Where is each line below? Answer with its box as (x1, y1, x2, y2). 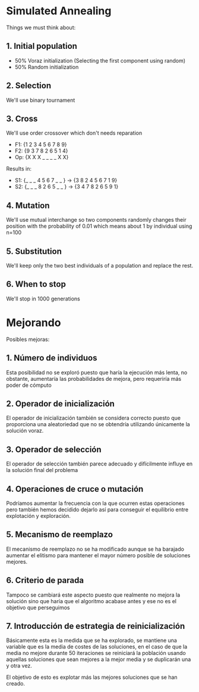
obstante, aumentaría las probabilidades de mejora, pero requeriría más (6, 375, 182, 382)
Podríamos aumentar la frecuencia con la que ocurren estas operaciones (6, 499, 185, 507)
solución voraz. (6, 427, 44, 435)
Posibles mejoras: (6, 336, 50, 343)
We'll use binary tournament (6, 97, 75, 104)
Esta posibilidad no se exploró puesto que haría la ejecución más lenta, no (6, 368, 188, 376)
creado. (6, 680, 26, 687)
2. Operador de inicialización (6, 398, 115, 409)
